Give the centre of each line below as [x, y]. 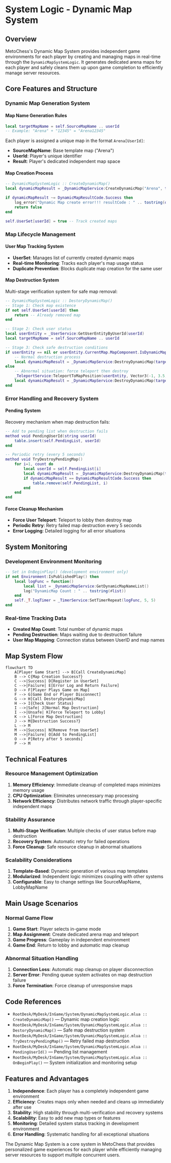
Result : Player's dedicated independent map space [66, 161]
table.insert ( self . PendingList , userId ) [58, 441]
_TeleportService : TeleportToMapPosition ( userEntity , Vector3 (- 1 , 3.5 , [91, 376]
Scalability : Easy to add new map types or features [66, 1118]
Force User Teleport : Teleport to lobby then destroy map [72, 520]
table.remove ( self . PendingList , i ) [70, 483]
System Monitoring [36, 547]
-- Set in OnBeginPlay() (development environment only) [67, 572]
